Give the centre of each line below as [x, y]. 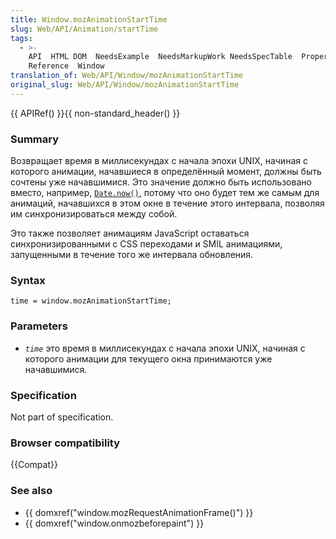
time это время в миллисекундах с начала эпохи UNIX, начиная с [165, 348]
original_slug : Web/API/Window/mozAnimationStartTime [125, 85]
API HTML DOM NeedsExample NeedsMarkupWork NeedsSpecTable [160, 57]
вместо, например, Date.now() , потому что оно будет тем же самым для [165, 193]
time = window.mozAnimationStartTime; [91, 301]
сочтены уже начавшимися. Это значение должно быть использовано [161, 182]
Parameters [39, 326]
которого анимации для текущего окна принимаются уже [148, 358]
